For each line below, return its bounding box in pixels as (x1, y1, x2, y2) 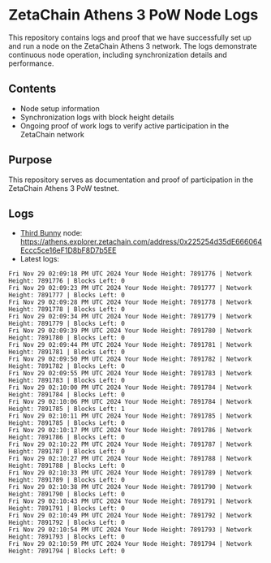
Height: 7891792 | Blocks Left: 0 (8, 518, 126, 527)
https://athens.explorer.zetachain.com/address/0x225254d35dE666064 (19, 237, 262, 247)
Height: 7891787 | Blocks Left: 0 (8, 448, 126, 456)
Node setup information (19, 103, 100, 113)
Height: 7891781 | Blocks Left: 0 (8, 348, 126, 357)
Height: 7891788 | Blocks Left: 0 (8, 461, 126, 470)
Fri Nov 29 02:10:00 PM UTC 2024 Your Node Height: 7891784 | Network (8, 383, 252, 392)
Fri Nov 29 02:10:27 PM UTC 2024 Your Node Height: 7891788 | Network (8, 455, 252, 463)
